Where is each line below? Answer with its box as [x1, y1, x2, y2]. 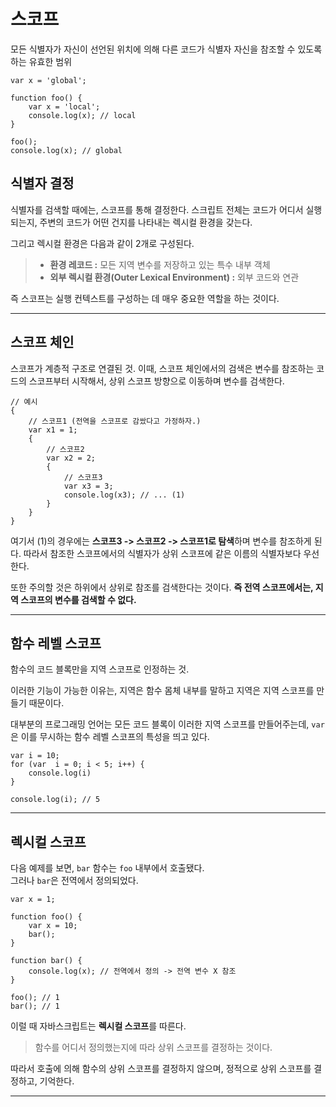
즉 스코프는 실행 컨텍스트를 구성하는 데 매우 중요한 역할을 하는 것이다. [10, 292, 280, 304]
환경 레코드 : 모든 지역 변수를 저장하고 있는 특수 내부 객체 [49, 258, 271, 270]
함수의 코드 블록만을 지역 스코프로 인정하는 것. [10, 663, 190, 675]
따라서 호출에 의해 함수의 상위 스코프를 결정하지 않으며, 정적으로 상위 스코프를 [10, 1063, 312, 1075]
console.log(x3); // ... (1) [63, 490, 186, 500]
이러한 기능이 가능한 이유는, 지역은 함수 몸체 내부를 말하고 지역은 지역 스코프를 [10, 685, 315, 697]
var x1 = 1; [28, 425, 78, 435]
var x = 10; [28, 921, 78, 931]
